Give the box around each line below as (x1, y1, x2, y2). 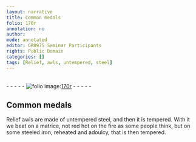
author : (6, 31, 26, 37)
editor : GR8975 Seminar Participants (6, 43, 102, 49)
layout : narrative (6, 8, 53, 15)
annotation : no (6, 25, 45, 32)
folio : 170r (6, 20, 36, 26)
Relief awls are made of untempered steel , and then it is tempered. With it (6, 116, 190, 123)
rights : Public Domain (6, 48, 64, 54)
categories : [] (6, 54, 45, 60)
